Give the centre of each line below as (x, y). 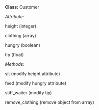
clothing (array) (21, 36)
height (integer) (21, 26)
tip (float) (14, 55)
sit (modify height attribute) (33, 74)
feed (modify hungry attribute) (36, 83)
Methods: (15, 64)
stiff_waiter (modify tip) (29, 93)
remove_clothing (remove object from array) (50, 102)
